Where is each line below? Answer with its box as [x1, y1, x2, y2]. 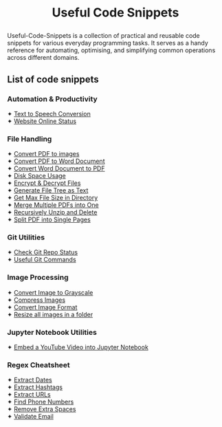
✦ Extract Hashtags [7, 383, 63, 391]
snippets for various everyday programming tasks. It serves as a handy [7, 39, 208, 47]
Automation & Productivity [7, 94, 98, 104]
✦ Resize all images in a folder [7, 310, 93, 318]
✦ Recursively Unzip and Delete [7, 208, 98, 217]
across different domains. [7, 54, 80, 62]
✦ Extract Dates [7, 376, 53, 384]
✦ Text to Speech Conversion [7, 109, 91, 118]
